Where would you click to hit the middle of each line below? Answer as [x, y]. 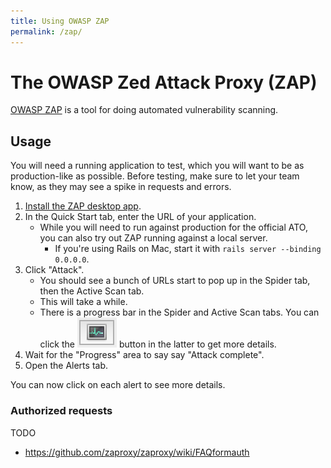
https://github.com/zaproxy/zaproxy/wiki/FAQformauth [137, 452]
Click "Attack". [54, 270]
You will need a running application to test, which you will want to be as [157, 166]
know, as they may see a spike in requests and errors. [121, 187]
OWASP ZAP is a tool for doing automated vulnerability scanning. [144, 110]
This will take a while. [83, 302]
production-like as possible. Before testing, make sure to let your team [155, 176]
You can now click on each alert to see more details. [118, 385]
